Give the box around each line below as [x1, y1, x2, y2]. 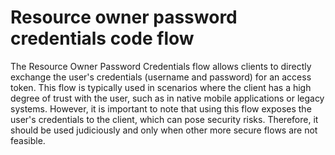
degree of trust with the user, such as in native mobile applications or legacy [10, 92, 325, 104]
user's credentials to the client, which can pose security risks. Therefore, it [10, 113, 319, 125]
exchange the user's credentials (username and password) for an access [10, 71, 312, 83]
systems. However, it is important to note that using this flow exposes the [10, 102, 312, 115]
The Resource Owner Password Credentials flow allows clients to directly [10, 60, 312, 72]
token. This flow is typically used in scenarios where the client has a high [10, 81, 312, 93]
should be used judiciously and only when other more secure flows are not [10, 124, 318, 136]
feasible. [10, 134, 46, 146]
